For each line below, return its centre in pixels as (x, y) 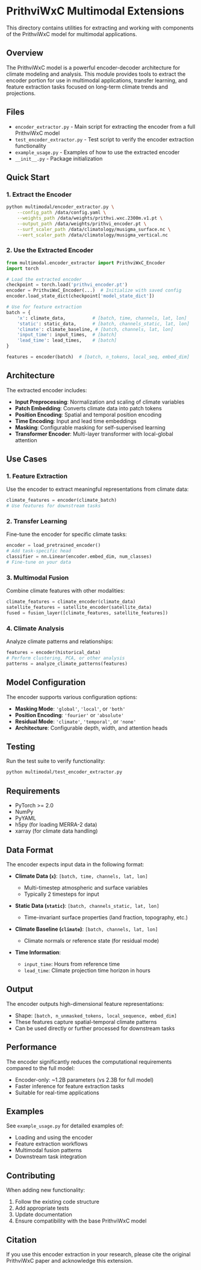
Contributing (31, 1175)
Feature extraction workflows (51, 1144)
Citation (22, 1240)
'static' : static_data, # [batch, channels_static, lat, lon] (103, 324)
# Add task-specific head (39, 551)
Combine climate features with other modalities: (66, 591)
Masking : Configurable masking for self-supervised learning (90, 427)
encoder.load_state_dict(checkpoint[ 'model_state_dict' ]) (80, 296)
